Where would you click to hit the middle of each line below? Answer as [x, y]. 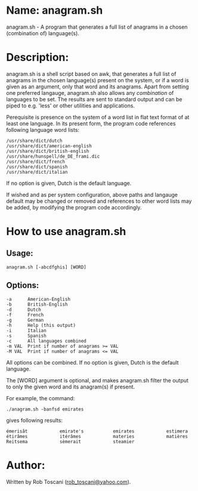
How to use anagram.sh [66, 232]
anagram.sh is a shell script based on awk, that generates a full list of [91, 74]
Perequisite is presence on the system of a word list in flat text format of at [98, 117]
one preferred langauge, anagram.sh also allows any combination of [90, 92]
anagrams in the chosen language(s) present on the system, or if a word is [98, 80]
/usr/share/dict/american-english [49, 146]
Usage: [20, 253]
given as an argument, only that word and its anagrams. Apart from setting [98, 87]
